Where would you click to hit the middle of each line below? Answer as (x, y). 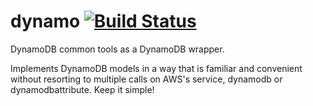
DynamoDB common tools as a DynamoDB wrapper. (117, 49)
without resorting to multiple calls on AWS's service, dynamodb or (146, 79)
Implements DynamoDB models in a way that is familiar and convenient (156, 68)
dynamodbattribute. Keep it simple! (82, 89)
